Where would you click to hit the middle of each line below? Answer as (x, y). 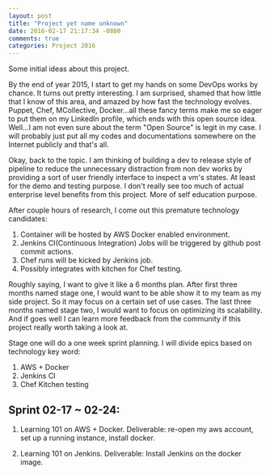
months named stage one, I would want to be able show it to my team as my (135, 293)
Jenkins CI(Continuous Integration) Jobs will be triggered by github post (140, 243)
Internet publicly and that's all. (59, 145)
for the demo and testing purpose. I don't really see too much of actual (126, 186)
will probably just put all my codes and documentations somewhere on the (132, 136)
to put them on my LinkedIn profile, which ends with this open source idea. (133, 119)
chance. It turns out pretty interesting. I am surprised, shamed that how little (135, 93)
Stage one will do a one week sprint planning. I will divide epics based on (130, 343)
